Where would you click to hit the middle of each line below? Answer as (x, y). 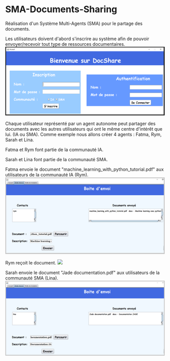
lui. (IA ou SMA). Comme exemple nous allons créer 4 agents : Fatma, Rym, (83, 134)
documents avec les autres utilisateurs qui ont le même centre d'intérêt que (84, 129)
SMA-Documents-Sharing (61, 9)
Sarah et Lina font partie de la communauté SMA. (56, 159)
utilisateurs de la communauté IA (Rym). (47, 174)
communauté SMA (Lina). (32, 278)
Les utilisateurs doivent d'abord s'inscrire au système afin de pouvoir (77, 39)
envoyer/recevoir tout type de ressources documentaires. (65, 44)
